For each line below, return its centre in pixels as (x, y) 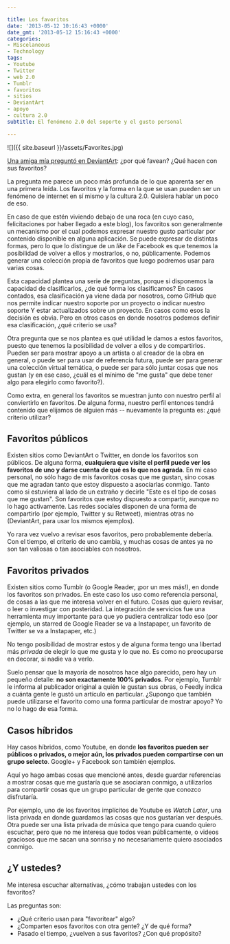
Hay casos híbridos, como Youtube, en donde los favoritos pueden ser (108, 747)
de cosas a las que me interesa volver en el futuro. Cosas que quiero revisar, (115, 602)
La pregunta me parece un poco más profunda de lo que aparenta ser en (110, 181)
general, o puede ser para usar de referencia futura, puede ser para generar (115, 360)
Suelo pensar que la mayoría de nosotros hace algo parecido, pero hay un (112, 672)
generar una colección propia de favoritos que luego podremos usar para (111, 260)
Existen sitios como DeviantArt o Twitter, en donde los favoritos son (103, 455)
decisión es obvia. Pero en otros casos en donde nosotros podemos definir (113, 318)
